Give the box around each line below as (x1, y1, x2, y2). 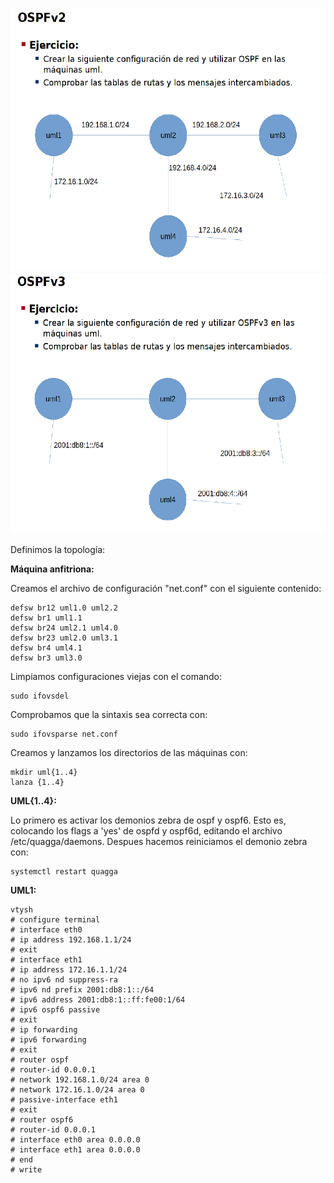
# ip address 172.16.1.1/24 (10, 964, 128, 975)
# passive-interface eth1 (10, 1094, 118, 1105)
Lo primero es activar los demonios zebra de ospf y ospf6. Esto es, (10, 814, 287, 826)
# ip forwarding (10, 1024, 78, 1035)
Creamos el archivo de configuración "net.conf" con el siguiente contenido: (10, 582, 322, 594)
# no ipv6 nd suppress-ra (10, 974, 118, 985)
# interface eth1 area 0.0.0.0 (10, 1144, 141, 1155)
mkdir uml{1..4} (10, 767, 78, 777)
